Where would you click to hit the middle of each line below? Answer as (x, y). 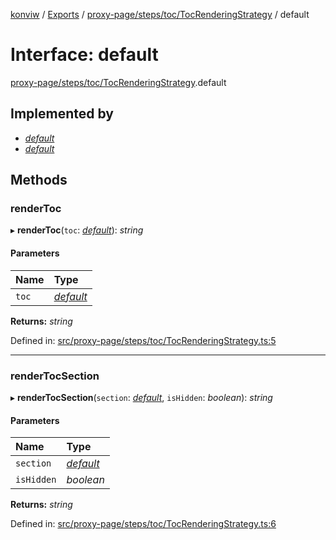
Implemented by (62, 114)
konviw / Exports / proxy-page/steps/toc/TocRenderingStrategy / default (160, 14)
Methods (39, 180)
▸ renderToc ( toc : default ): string (77, 230)
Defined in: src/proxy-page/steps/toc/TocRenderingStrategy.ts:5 (143, 340)
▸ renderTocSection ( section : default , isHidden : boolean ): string (141, 397)
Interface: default (84, 55)
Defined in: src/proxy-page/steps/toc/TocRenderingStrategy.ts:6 (143, 524)
